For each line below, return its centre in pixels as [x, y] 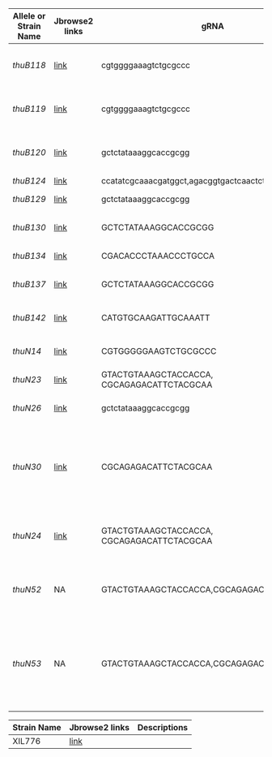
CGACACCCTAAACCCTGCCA [158, 256]
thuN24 [27, 536]
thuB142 [29, 318]
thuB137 [29, 284]
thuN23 [27, 379]
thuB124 [29, 181]
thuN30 [27, 467]
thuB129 [29, 199]
